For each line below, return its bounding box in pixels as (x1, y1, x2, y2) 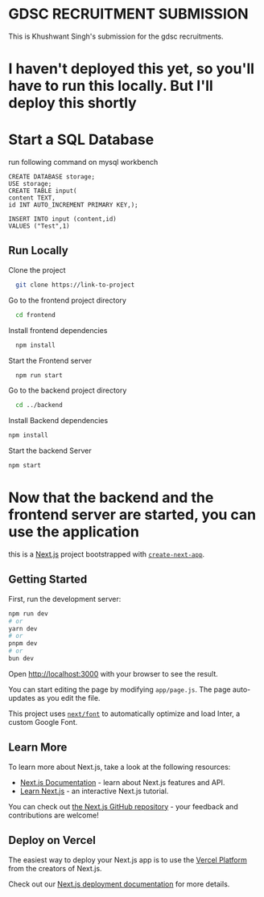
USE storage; (8, 180, 52, 188)
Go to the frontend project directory (8, 295, 127, 305)
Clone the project (8, 265, 66, 274)
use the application (8, 523, 139, 541)
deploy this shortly (8, 94, 137, 113)
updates (8, 693, 36, 702)
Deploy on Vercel (8, 833, 97, 847)
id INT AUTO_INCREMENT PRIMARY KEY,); (8, 201, 138, 209)
